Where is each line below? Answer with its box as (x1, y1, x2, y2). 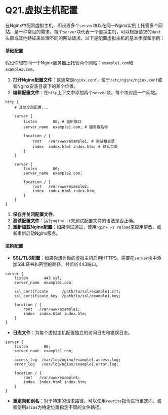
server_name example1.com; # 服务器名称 (23, 124, 108, 130)
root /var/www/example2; (32, 184, 90, 189)
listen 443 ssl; (14, 276, 62, 281)
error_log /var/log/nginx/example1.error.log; (14, 362, 119, 367)
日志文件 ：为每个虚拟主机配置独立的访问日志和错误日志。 (12, 329, 133, 336)
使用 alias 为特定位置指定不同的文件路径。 (17, 404, 104, 410)
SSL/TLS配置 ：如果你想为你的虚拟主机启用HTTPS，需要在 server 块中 (12, 255, 157, 261)
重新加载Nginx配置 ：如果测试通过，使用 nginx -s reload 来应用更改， (12, 224, 157, 230)
